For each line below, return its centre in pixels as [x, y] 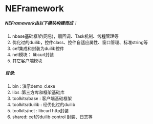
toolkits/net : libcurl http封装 [40, 111]
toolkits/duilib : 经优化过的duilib [44, 105]
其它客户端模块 [27, 61]
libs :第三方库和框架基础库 [38, 92]
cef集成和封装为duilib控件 [38, 49]
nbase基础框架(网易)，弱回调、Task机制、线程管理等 [65, 36]
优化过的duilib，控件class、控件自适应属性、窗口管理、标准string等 [80, 43]
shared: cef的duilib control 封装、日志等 [52, 117]
